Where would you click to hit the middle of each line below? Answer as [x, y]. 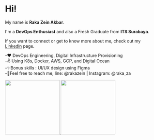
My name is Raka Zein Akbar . [35, 22]
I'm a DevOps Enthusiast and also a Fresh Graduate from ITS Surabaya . [77, 31]
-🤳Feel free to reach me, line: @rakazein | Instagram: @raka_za [68, 73]
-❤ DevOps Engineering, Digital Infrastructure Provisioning [64, 55]
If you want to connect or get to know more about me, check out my [73, 41]
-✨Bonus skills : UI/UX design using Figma [47, 68]
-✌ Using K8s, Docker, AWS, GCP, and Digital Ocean [57, 61]
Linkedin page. [20, 46]
